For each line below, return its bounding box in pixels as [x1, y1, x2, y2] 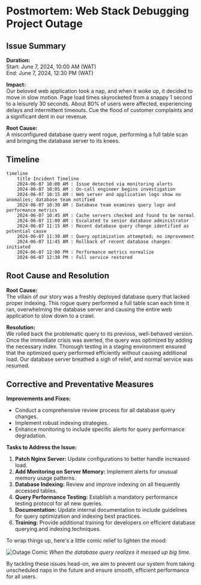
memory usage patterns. [14, 475, 76, 482]
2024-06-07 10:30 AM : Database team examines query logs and [17, 202, 176, 208]
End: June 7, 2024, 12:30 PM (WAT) [6, 70, 94, 76]
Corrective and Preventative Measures [6, 379, 154, 390]
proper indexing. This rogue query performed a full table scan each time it [6, 299, 190, 306]
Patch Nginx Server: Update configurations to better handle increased [14, 456, 190, 463]
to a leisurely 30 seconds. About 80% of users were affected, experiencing [6, 100, 192, 107]
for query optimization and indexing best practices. [14, 512, 142, 520]
